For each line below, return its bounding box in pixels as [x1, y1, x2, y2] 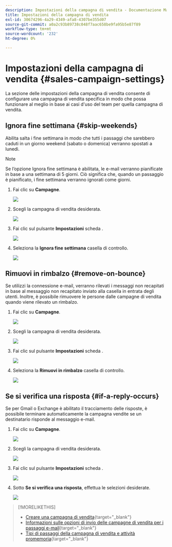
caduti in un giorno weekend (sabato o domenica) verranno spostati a [5, 140, 153, 146]
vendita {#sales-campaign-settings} [5, 74, 165, 85]
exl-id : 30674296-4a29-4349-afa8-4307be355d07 [5, 17, 106, 22]
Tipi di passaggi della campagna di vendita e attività [25, 530, 135, 537]
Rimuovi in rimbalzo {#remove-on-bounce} [5, 269, 146, 278]
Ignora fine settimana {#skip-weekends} [5, 121, 138, 130]
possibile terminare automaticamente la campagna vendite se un [5, 411, 142, 417]
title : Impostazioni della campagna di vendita [5, 12, 109, 17]
